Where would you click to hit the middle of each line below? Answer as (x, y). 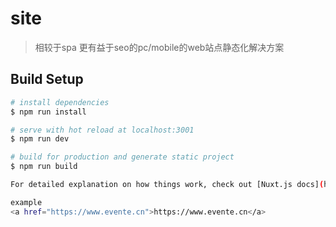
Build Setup (47, 79)
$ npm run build (44, 167)
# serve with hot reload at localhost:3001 (102, 130)
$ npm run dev (40, 139)
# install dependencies (60, 102)
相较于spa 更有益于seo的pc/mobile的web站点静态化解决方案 (159, 47)
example (26, 202)
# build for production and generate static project (122, 157)
